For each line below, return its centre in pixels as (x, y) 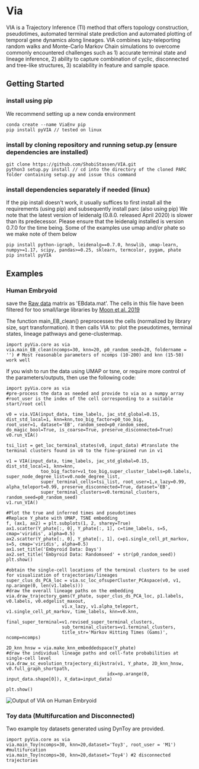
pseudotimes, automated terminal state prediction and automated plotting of (99, 33)
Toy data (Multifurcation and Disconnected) (70, 716)
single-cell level (29, 658)
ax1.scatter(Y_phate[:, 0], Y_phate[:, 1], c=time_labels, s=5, (87, 528)
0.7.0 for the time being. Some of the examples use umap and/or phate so (96, 228)
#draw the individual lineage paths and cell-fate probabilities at (92, 653)
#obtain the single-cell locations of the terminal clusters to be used (98, 570)
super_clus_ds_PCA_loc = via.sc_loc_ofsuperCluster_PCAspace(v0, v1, (94, 580)
